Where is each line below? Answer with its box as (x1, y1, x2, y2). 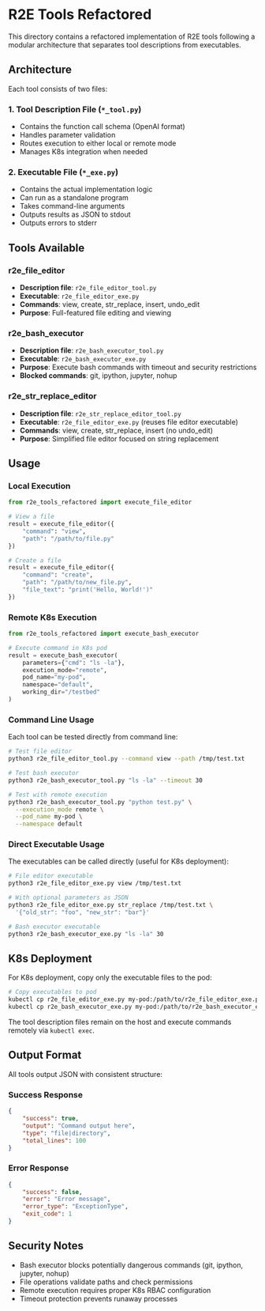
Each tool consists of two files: (8, 84, 108, 93)
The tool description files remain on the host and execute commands (8, 1018, 232, 1027)
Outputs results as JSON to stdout (19, 210, 132, 219)
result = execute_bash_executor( (8, 651, 118, 659)
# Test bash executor (8, 769, 80, 777)
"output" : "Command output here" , (22, 1121, 136, 1130)
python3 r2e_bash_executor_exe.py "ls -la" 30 (8, 930, 164, 938)
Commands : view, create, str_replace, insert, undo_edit (19, 300, 200, 309)
